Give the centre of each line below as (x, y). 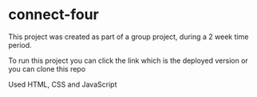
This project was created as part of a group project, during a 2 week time (128, 37)
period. (20, 45)
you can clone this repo (47, 68)
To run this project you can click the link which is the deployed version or (128, 60)
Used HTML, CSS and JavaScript (63, 84)
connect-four (54, 15)
